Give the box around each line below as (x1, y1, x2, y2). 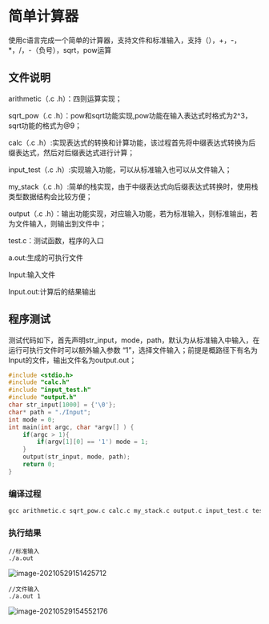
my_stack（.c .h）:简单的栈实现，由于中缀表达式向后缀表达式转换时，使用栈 (8, 182, 259, 191)
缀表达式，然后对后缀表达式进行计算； (8, 147, 134, 157)
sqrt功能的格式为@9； (8, 121, 82, 130)
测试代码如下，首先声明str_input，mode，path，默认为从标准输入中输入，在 (8, 335, 260, 345)
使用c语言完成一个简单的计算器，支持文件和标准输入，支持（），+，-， (8, 35, 242, 45)
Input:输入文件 (8, 270, 56, 279)
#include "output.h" (8, 394, 78, 402)
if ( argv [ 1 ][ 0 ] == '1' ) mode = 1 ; (37, 438, 149, 446)
